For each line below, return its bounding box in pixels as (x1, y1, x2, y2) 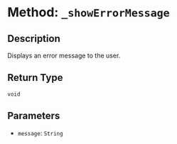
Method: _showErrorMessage (7, 4, 170, 21)
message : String (17, 128, 63, 137)
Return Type (7, 72, 63, 84)
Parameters (7, 110, 60, 122)
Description (7, 33, 60, 45)
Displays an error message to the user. (7, 51, 121, 60)
